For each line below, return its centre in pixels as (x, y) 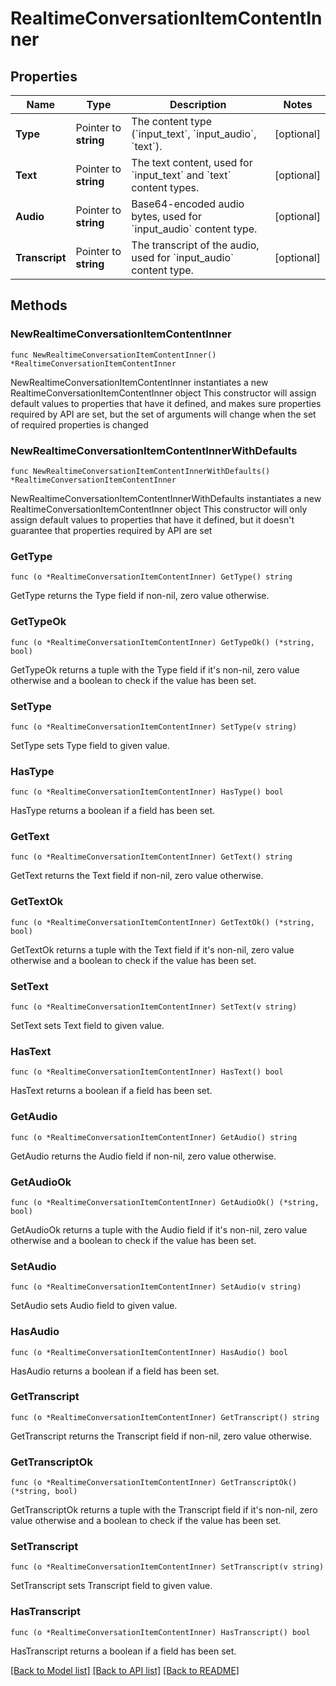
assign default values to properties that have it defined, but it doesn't (152, 519)
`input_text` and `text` (181, 175)
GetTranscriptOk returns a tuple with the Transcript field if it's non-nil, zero (164, 1510)
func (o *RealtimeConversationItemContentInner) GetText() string (151, 857)
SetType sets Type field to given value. (90, 745)
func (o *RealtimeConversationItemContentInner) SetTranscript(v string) (167, 1567)
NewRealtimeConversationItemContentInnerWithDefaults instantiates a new (166, 498)
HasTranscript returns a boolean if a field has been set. (123, 1651)
